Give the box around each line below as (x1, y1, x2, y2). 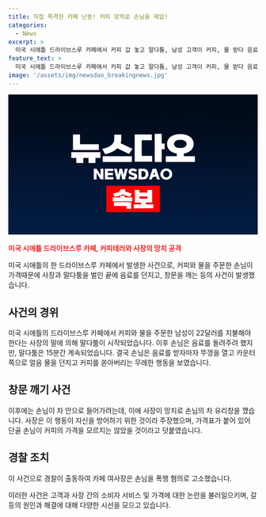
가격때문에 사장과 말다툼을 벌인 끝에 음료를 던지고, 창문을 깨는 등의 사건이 (8, 270, 234, 280)
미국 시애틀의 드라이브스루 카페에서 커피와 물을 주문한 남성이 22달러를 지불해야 (8, 329, 252, 338)
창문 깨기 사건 (8, 383, 71, 397)
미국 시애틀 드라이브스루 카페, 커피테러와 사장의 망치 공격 (8, 244, 182, 253)
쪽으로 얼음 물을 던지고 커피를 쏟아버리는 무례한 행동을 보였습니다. (8, 358, 211, 367)
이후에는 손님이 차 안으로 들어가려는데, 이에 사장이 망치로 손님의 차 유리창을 (8, 405, 241, 415)
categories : (8, 21, 47, 29)
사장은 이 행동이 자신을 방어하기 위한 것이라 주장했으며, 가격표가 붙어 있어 (25, 416, 251, 425)
